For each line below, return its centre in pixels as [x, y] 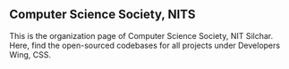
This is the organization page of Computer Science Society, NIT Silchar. [141, 35]
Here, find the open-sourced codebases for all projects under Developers [144, 45]
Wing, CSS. [30, 54]
